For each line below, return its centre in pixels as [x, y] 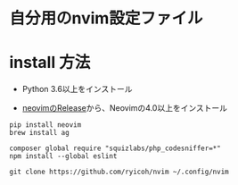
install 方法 [50, 63]
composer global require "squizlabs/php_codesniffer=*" [115, 148]
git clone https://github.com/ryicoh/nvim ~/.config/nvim [119, 172]
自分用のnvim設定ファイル [106, 18]
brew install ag [39, 133]
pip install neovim [45, 125]
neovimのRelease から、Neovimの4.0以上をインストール [125, 108]
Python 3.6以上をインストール [77, 89]
